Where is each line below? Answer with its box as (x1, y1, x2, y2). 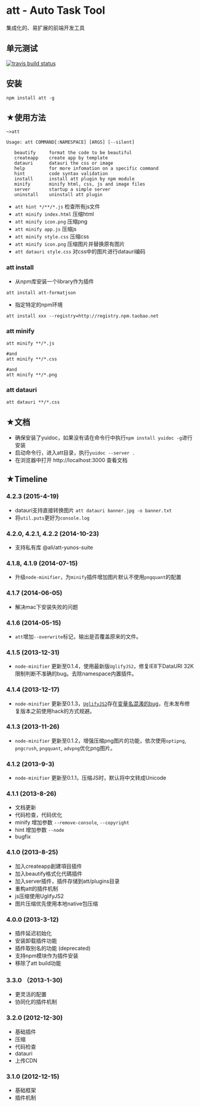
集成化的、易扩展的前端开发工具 (6, 24, 85, 31)
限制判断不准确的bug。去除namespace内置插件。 (14, 670, 137, 677)
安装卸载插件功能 (14, 937, 57, 945)
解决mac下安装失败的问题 (14, 603, 78, 610)
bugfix (14, 833, 31, 840)
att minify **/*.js (6, 340, 55, 346)
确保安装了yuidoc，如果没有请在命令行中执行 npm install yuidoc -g (14, 434, 182, 441)
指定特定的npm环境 (14, 301, 63, 308)
